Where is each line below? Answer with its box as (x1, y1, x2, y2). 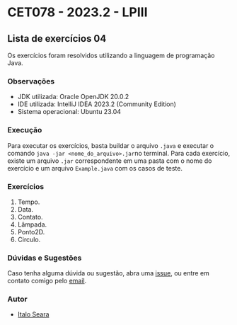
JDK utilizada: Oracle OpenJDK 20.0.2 (17, 93, 129, 101)
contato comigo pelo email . (7, 277, 87, 285)
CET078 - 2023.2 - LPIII (7, 4, 148, 21)
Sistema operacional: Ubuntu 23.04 (17, 108, 122, 116)
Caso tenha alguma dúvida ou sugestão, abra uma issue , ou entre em (7, 269, 210, 278)
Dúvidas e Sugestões (7, 253, 82, 263)
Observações (7, 76, 55, 86)
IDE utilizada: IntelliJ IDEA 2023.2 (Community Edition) (17, 100, 177, 108)
